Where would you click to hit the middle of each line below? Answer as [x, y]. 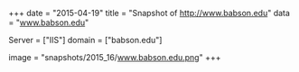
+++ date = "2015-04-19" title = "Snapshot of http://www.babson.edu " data [149, 13]
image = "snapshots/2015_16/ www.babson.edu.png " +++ [115, 57]
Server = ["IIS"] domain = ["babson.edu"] [85, 40]
